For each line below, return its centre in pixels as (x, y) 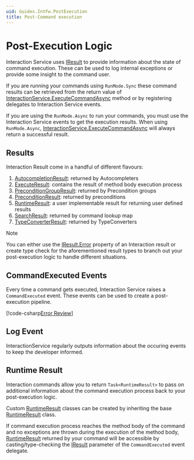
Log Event (25, 332)
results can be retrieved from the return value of (64, 92)
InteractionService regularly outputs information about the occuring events (96, 345)
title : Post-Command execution (44, 17)
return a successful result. (38, 135)
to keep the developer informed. (45, 352)
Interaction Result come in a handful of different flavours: (75, 167)
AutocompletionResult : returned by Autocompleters (77, 178)
